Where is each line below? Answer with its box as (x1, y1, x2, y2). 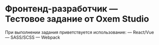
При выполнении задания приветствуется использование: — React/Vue (5, 29, 154, 35)
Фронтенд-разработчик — (5, 3, 118, 14)
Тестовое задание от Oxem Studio (5, 13, 149, 24)
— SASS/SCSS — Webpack (5, 34, 60, 40)
